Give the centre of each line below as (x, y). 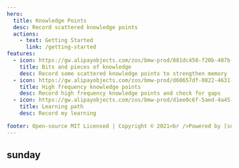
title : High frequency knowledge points (80, 87)
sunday (24, 155)
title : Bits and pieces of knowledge (76, 67)
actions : (26, 34)
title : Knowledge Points (50, 21)
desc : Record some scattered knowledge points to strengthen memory (123, 73)
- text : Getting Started (56, 41)
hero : (15, 14)
